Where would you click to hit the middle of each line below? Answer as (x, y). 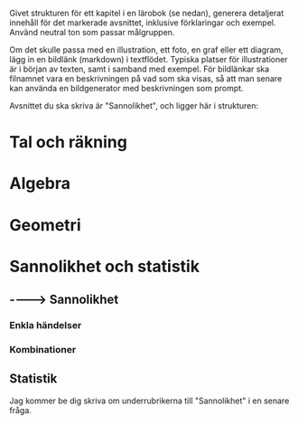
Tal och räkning (69, 142)
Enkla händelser (46, 326)
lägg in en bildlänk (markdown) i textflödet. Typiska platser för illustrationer (149, 59)
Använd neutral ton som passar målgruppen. (92, 32)
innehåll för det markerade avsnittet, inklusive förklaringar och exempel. (143, 23)
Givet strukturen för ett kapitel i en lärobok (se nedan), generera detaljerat (147, 13)
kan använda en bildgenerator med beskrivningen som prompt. (126, 88)
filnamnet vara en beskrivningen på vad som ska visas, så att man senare (146, 79)
